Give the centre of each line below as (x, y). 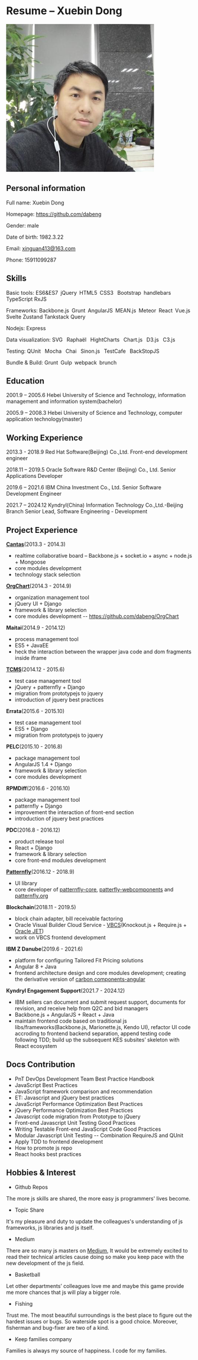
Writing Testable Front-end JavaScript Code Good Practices (88, 1129)
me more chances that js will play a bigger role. (64, 1292)
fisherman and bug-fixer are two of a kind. (58, 1328)
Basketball (27, 1274)
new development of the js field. (45, 1263)
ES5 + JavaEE (32, 645)
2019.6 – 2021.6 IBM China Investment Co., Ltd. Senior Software (84, 487)
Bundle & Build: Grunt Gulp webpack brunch (61, 362)
